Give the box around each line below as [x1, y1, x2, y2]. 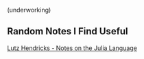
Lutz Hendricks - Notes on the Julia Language [7, 44, 137, 52]
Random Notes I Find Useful [7, 25, 128, 37]
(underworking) [7, 6, 51, 14]
